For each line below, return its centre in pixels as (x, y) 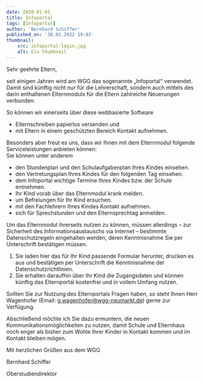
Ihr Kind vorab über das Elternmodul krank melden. (79, 193)
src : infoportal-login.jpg (52, 46)
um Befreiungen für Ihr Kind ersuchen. (64, 200)
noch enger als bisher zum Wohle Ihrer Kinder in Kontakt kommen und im (98, 331)
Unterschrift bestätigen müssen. (47, 244)
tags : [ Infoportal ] (31, 23)
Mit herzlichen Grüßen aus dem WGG (53, 350)
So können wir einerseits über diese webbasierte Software (80, 112)
